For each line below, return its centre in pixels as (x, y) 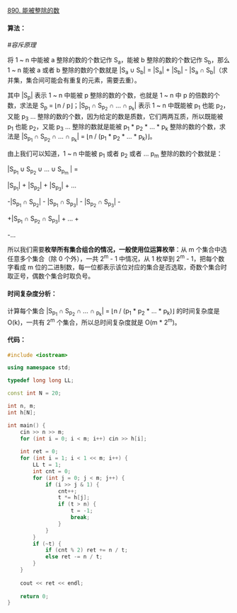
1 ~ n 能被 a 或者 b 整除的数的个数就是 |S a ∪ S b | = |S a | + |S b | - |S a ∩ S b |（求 (118, 71)
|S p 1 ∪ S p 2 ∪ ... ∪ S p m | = (43, 170)
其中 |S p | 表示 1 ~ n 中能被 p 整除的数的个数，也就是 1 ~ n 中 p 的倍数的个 (114, 96)
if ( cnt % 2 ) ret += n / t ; (87, 550)
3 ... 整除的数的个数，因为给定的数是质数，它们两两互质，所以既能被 (124, 117)
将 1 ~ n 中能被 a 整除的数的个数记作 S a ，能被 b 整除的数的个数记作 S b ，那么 (118, 61)
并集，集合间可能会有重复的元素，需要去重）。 (74, 80)
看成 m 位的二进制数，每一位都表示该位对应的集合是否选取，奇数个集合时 (120, 267)
